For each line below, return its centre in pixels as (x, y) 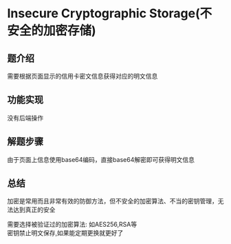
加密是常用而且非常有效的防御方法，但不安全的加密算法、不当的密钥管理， (112, 201)
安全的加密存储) (52, 31)
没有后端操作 (25, 118)
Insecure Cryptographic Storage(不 (110, 13)
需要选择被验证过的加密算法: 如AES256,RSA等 (72, 225)
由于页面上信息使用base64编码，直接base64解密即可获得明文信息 (101, 159)
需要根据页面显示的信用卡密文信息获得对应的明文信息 (82, 76)
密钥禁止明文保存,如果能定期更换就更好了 (65, 233)
